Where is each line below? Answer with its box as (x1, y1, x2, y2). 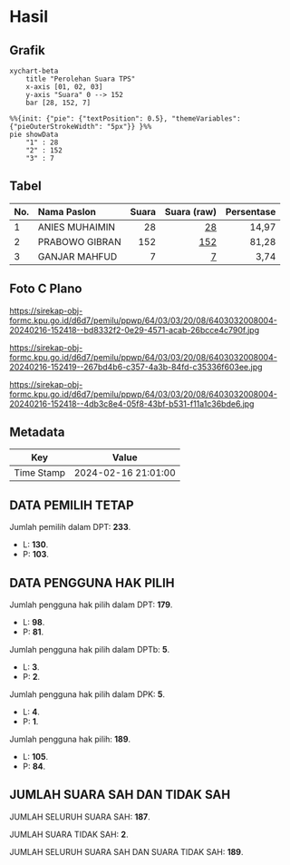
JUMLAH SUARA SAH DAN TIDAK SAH (9, 787, 231, 802)
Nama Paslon (37, 205, 97, 218)
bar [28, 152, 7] (25, 98, 92, 107)
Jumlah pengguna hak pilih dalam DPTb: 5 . (9, 644, 170, 655)
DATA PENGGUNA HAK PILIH (9, 575, 175, 591)
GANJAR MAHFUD (37, 250, 118, 262)
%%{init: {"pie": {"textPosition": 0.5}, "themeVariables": (9, 114, 242, 123)
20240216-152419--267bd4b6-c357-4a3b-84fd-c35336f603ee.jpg (9, 361, 263, 372)
